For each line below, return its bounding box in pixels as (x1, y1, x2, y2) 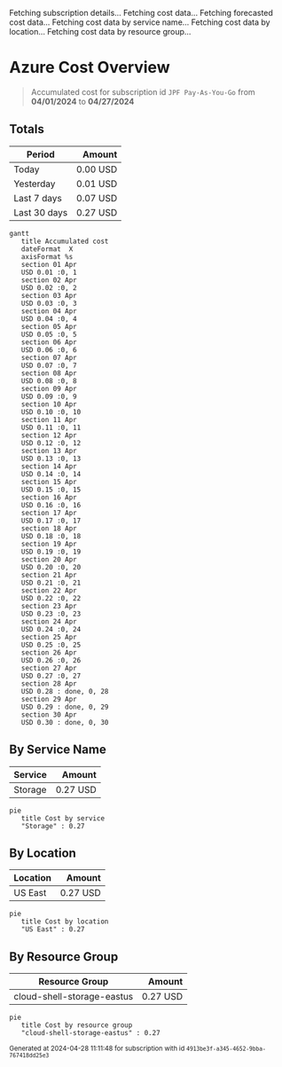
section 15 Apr (20, 477, 77, 486)
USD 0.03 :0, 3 (20, 299, 77, 308)
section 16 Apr (20, 492, 77, 502)
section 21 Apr (20, 570, 77, 579)
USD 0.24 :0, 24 (20, 624, 82, 633)
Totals (9, 122, 44, 137)
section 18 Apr (20, 523, 77, 533)
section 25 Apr (20, 632, 77, 641)
